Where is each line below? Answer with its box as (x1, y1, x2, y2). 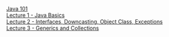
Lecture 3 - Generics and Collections (6, 24, 99, 32)
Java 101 (6, 5, 28, 12)
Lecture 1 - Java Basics (6, 12, 65, 19)
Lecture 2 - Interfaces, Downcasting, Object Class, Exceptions (6, 18, 163, 25)
